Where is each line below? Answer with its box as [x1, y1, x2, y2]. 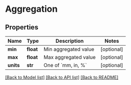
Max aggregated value [44, 54, 96, 60]
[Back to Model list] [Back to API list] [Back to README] [5, 75, 119, 80]
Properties [5, 23, 39, 31]
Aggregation [5, 3, 58, 15]
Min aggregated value [44, 46, 95, 53]
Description [55, 38, 84, 44]
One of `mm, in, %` [44, 62, 87, 68]
